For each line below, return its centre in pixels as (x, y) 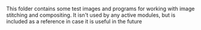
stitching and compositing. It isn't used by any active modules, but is (91, 15)
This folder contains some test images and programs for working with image (100, 9)
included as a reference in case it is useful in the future (74, 21)
